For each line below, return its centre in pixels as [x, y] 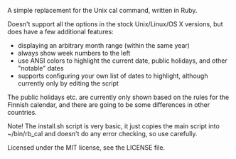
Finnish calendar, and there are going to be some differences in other [109, 105]
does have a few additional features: [60, 32]
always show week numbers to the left [74, 53]
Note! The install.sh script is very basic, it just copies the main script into [114, 126]
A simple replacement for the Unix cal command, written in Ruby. [102, 10]
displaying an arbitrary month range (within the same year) [104, 45]
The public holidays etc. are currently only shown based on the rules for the [118, 97]
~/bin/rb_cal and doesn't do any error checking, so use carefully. [102, 134]
